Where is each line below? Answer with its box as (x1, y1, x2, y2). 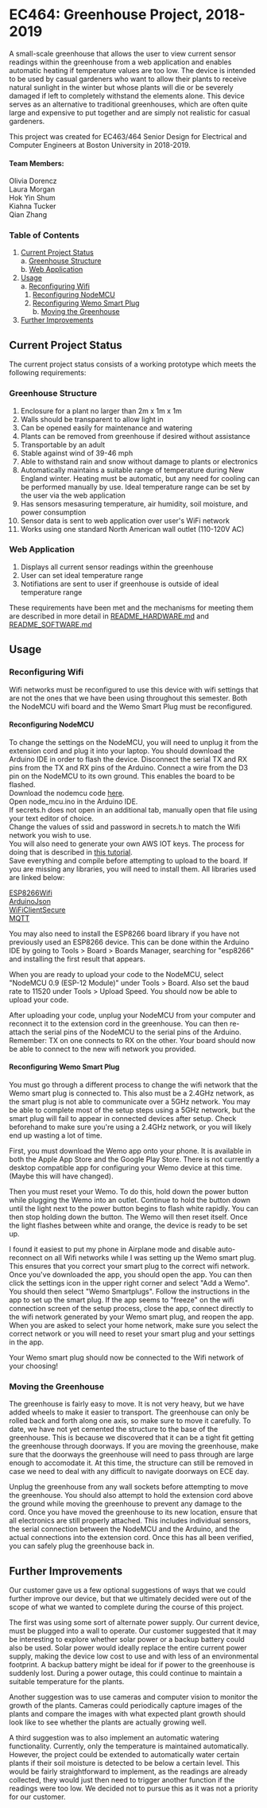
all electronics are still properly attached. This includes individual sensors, (9, 1516, 251, 1526)
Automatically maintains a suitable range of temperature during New (20, 465, 245, 475)
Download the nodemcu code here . (9, 788, 125, 797)
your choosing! (9, 1361, 59, 1371)
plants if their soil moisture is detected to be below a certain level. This (9, 1759, 241, 1768)
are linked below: (9, 872, 65, 882)
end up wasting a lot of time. (9, 1131, 103, 1140)
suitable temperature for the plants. (9, 1677, 125, 1686)
